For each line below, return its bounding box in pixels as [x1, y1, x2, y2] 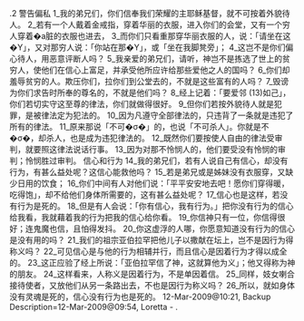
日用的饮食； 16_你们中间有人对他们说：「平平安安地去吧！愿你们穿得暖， [16, 178, 290, 189]
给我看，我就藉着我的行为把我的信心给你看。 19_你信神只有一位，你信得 [9, 212, 279, 222]
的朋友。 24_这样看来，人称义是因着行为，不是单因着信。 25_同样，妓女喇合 [9, 268, 295, 279]
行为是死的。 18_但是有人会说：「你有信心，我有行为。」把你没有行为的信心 [16, 200, 294, 211]
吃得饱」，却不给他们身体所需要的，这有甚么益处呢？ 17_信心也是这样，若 [9, 190, 280, 199]
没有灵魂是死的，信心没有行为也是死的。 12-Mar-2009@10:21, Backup [9, 291, 271, 302]
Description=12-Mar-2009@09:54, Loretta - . [9, 302, 179, 312]
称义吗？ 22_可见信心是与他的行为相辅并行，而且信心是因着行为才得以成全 [9, 246, 288, 257]
